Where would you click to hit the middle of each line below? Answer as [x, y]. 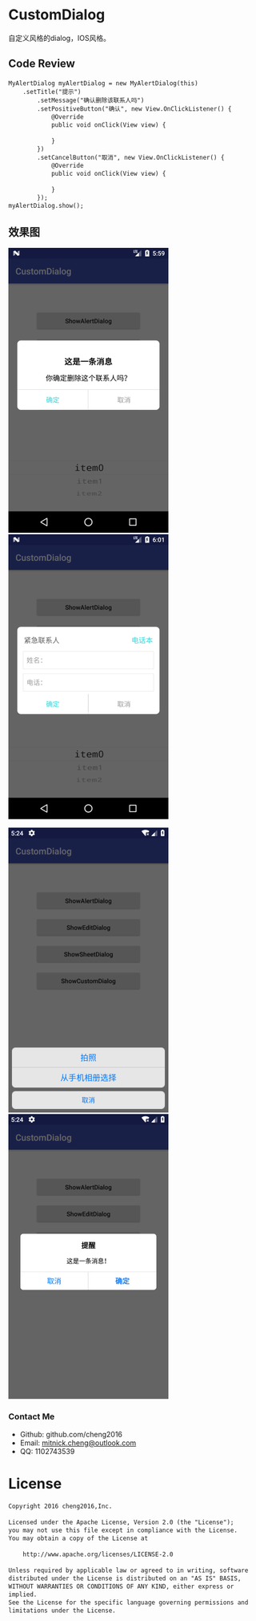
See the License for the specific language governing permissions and [128, 1603]
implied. [23, 1595]
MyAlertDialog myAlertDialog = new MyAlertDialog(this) [103, 83]
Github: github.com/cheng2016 [71, 1434]
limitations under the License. [62, 1611]
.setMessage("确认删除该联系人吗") [91, 100]
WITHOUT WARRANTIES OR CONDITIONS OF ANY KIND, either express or [121, 1586]
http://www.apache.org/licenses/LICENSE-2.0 [98, 1554]
